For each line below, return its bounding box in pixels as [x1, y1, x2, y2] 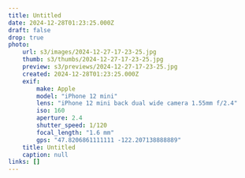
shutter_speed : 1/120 [36, 121, 108, 129]
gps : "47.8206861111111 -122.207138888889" [36, 135, 181, 144]
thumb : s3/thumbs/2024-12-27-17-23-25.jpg [22, 56, 164, 64]
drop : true [8, 33, 44, 42]
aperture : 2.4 [36, 114, 83, 122]
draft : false [8, 26, 51, 34]
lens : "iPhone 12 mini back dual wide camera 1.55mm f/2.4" [36, 99, 238, 107]
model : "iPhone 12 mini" [36, 92, 118, 100]
